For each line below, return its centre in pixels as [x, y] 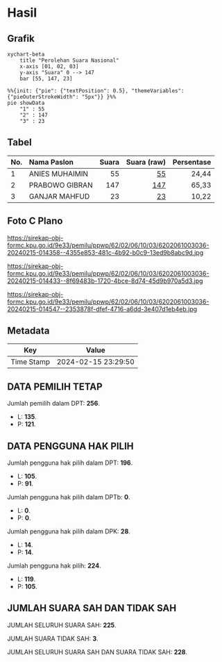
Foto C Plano [35, 221]
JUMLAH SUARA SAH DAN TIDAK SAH [92, 608]
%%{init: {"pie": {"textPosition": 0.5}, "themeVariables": [96, 91]
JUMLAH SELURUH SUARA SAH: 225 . [62, 625]
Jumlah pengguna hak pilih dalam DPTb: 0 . [69, 497]
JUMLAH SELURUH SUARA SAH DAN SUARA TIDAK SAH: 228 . [97, 652]
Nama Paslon [51, 162]
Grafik [21, 39]
